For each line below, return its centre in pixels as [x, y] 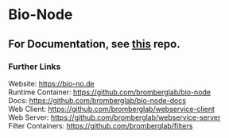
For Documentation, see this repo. [94, 44]
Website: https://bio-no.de [51, 83]
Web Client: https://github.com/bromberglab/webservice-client [111, 109]
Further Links [35, 67]
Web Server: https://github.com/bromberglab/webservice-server [114, 117]
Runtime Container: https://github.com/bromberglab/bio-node [110, 92]
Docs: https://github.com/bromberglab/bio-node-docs [97, 100]
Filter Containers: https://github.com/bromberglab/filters [101, 125]
